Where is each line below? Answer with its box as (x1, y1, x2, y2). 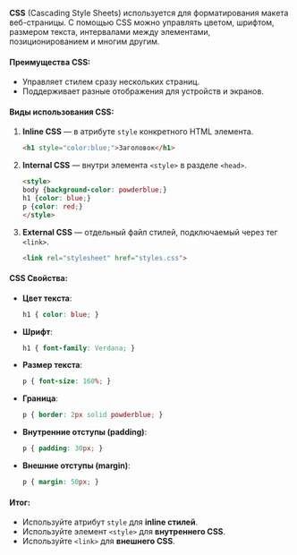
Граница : (21, 393, 59, 404)
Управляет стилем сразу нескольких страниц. (21, 76, 200, 88)
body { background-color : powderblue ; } (21, 185, 167, 195)
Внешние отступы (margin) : (21, 460, 132, 471)
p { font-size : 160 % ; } (21, 377, 112, 386)
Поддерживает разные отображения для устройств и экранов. (21, 86, 264, 97)
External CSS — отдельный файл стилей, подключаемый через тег (21, 226, 278, 237)
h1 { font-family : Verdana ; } (21, 344, 136, 353)
